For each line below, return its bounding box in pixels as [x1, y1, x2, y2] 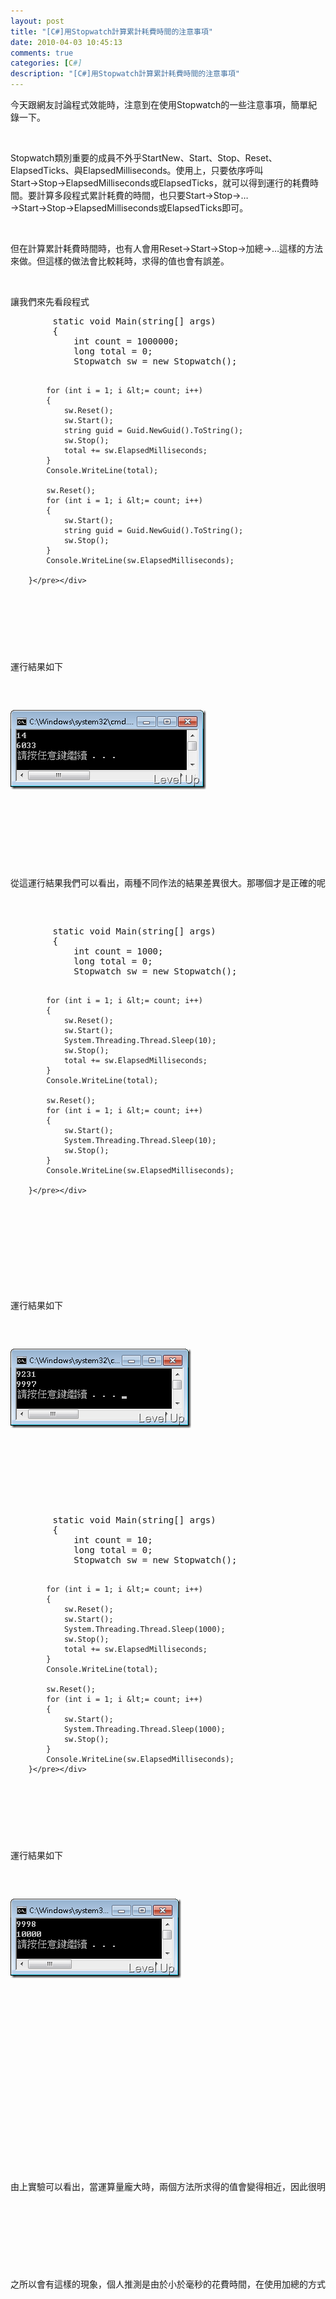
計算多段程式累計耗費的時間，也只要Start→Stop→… [36, 190, 249, 201]
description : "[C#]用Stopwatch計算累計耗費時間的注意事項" [10, 69, 240, 79]
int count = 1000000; [73, 336, 180, 347]
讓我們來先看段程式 [10, 296, 90, 307]
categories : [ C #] [10, 58, 83, 69]
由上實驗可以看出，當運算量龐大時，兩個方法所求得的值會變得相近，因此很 [10, 2181, 317, 2192]
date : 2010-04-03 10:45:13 [10, 37, 123, 47]
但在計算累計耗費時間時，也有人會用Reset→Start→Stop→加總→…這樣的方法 [10, 243, 324, 254]
